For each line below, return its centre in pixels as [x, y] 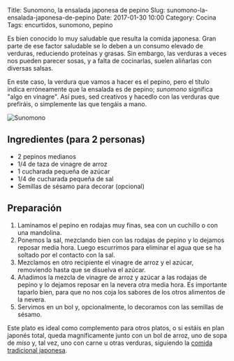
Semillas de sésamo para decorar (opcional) [81, 186]
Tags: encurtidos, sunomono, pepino [60, 25]
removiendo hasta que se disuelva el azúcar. [82, 269]
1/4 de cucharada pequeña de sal [65, 178]
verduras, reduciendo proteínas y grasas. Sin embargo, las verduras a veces [117, 53]
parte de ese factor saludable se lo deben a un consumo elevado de [105, 46]
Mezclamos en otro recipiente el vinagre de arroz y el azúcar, [105, 262]
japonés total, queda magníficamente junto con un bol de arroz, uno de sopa [117, 335]
